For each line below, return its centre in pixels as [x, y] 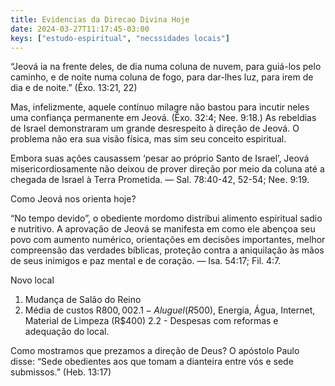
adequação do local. [67, 332]
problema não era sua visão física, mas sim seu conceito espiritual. [148, 139]
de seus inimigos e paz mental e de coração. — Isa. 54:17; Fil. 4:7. [146, 261]
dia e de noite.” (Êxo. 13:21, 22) [74, 88]
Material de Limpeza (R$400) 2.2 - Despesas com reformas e [151, 321]
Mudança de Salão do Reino [83, 300]
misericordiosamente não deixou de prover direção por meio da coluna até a [167, 169]
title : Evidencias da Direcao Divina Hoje [100, 19]
